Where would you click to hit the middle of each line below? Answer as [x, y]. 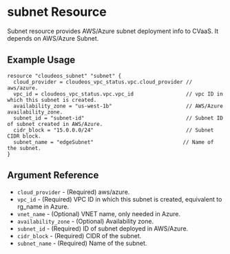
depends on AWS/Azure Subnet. [53, 38]
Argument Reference [53, 175]
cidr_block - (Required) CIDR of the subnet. [79, 235]
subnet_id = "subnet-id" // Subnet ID [118, 118]
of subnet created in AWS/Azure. [55, 124]
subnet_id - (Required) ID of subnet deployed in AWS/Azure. [103, 229]
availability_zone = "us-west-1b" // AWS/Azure [118, 106]
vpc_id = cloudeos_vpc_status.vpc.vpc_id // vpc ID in [118, 94]
